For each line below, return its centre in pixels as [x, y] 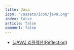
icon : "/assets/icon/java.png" [37, 14]
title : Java [17, 10]
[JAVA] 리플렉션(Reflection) [40, 43]
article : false [21, 23]
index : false [18, 19]
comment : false [21, 28]
